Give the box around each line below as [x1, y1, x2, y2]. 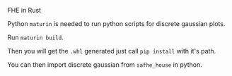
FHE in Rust [7, 6, 41, 14]
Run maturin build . [7, 33, 64, 42]
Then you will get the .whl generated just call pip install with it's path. [7, 47, 216, 55]
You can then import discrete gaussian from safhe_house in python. [7, 61, 203, 69]
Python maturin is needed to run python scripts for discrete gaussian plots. [7, 20, 226, 27]
